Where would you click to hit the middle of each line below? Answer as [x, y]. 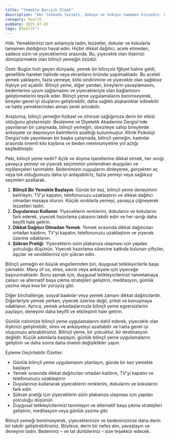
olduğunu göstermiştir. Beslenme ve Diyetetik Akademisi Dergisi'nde [76, 122]
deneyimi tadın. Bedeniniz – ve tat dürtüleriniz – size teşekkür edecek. [78, 431]
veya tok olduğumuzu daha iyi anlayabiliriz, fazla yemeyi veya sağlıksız [79, 174]
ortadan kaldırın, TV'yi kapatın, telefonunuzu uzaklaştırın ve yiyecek [83, 233]
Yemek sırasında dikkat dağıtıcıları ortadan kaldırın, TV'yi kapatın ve [83, 373]
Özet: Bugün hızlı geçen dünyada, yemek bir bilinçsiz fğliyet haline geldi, [80, 69]
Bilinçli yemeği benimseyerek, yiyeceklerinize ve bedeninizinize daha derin [83, 421]
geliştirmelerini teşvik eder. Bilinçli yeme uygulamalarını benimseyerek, [79, 96]
